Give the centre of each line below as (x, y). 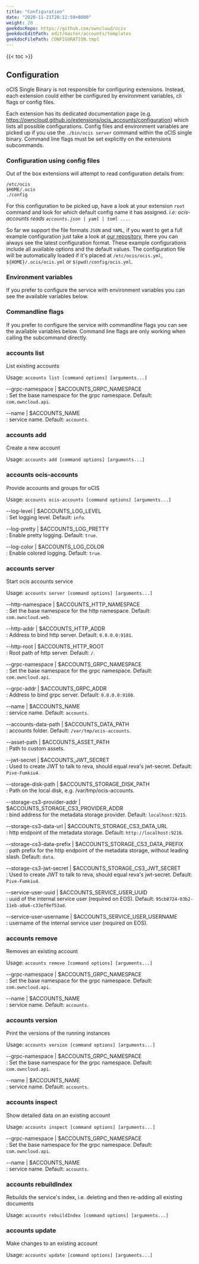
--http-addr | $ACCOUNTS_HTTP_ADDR (56, 628)
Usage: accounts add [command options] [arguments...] (75, 460)
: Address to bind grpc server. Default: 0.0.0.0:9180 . (70, 695)
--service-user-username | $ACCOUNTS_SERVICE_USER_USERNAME (92, 916)
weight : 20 (20, 23)
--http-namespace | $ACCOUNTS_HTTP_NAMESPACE (73, 604)
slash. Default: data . (31, 856)
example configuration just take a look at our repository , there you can (92, 236)
